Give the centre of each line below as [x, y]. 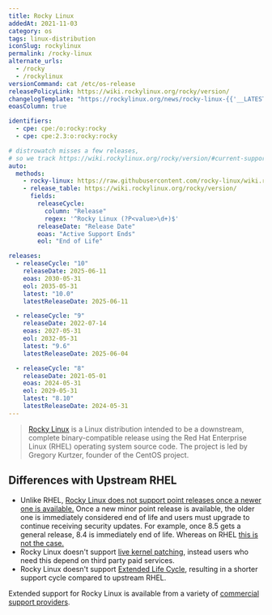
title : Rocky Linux [41, 16]
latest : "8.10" [49, 398]
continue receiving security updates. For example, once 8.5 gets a [130, 526]
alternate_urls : [36, 62]
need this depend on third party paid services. [98, 560]
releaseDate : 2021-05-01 [65, 376]
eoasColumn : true [38, 106]
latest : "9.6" [47, 346]
